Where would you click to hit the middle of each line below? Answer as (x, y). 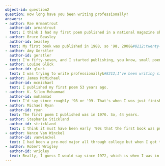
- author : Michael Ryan (29, 106)
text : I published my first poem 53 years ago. (59, 87)
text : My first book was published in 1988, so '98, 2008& (71, 46)
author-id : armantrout (33, 28)
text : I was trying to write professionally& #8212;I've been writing (82, 74)
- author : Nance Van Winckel (35, 133)
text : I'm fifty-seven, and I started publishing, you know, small (80, 60)
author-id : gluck (27, 69)
